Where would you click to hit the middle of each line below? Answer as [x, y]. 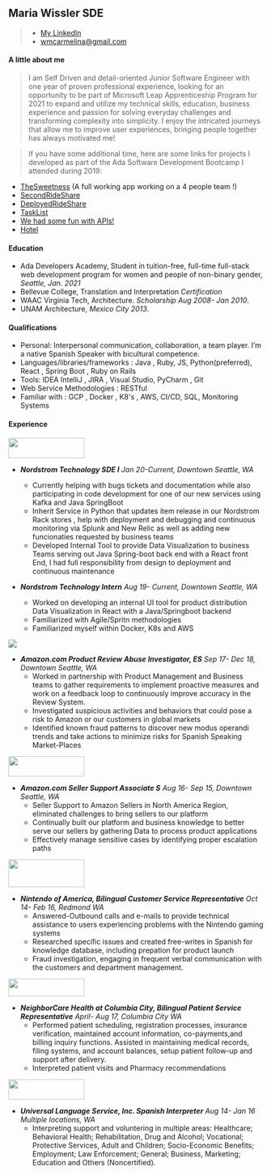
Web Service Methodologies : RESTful [84, 388]
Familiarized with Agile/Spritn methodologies [107, 619]
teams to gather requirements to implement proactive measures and [146, 685]
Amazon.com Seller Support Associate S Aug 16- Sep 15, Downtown [136, 788]
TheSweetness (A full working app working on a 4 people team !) [128, 187]
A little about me [36, 60]
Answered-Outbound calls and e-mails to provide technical [131, 915]
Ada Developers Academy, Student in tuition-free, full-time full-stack [135, 266]
